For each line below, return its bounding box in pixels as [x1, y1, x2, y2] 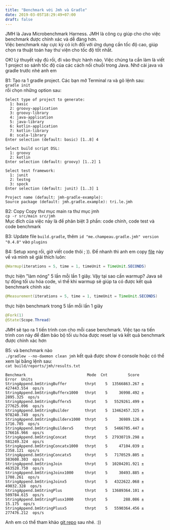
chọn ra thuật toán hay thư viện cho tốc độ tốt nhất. [5, 47, 113, 53]
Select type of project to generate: [5, 97, 85, 102]
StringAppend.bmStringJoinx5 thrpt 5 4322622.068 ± [5, 479, 144, 484]
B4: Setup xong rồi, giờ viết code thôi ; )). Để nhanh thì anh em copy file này [5, 248, 164, 255]
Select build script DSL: [5, 146, 60, 151]
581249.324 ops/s [5, 439, 44, 444]
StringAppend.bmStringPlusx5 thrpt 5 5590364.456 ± [5, 506, 144, 511]
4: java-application [10, 115, 53, 120]
